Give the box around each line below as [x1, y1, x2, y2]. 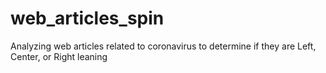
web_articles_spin [10, 7, 165, 30]
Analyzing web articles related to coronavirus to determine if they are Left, [10, 40, 317, 52]
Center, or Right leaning [10, 50, 108, 62]
